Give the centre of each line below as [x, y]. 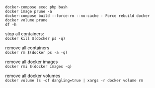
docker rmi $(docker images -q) [39, 67]
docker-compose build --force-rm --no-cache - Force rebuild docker [77, 16]
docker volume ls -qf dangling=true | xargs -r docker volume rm [74, 81]
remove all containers [27, 48]
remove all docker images [32, 62]
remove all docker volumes [33, 76]
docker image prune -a [29, 11]
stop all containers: [25, 34]
